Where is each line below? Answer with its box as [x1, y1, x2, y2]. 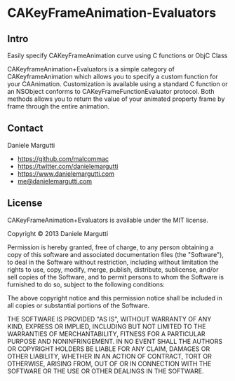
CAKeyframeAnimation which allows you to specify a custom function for [7, 72, 219, 81]
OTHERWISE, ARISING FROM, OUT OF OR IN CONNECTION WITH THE [7, 359, 212, 368]
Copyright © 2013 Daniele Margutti [7, 229, 109, 237]
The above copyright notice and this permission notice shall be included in [7, 293, 222, 302]
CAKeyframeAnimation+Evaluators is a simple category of [7, 65, 175, 73]
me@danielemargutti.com [17, 176, 93, 185]
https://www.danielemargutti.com [17, 169, 114, 178]
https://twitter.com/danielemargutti [17, 162, 119, 170]
